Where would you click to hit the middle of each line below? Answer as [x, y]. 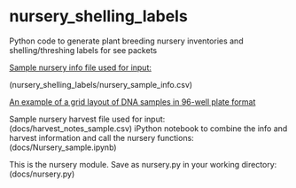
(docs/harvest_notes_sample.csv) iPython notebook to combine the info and [148, 128]
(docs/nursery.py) [42, 174]
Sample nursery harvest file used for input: [87, 119]
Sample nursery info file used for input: [81, 67]
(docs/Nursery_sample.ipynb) [63, 147]
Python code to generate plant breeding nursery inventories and [126, 41]
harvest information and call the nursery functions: [102, 137]
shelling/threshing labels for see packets [83, 50]
